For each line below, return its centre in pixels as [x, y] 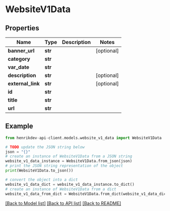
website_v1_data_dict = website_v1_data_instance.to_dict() [70, 184]
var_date [18, 67]
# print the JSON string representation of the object [64, 166]
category [19, 59]
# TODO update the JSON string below [45, 147]
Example [19, 126]
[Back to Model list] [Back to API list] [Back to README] [63, 203]
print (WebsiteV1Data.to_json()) [39, 171]
